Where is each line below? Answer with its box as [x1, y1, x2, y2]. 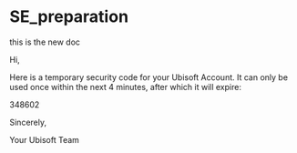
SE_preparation [9, 6, 129, 27]
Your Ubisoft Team [9, 134, 80, 145]
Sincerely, [9, 117, 47, 127]
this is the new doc [9, 36, 80, 47]
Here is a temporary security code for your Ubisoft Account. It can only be [9, 71, 289, 83]
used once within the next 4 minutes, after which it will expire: [9, 81, 241, 92]
